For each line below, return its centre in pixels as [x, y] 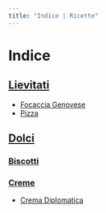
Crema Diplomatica [52, 200]
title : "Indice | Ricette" [53, 16]
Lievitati [29, 85]
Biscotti [24, 161]
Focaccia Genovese [53, 104]
